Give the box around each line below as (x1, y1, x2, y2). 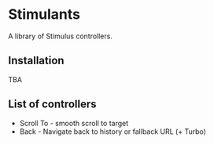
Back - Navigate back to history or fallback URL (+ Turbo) (19, 127, 207, 136)
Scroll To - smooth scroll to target (19, 118, 129, 128)
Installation (8, 54, 65, 67)
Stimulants (8, 5, 81, 23)
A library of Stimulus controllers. (8, 31, 113, 41)
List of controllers (8, 98, 97, 111)
